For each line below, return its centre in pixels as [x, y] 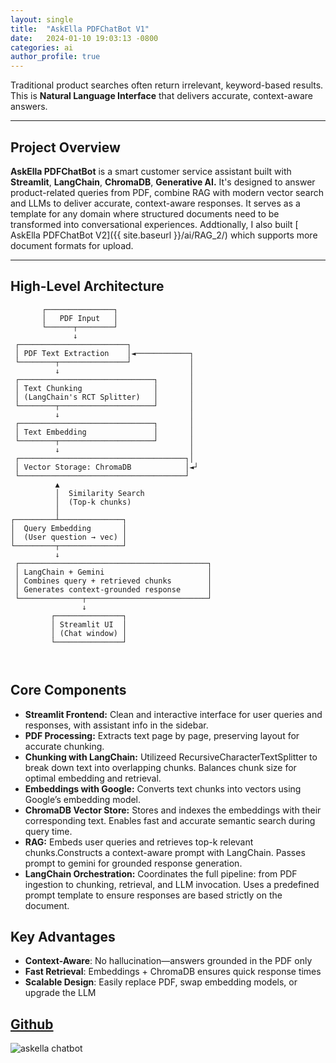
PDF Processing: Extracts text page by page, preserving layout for [162, 735]
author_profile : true [55, 57]
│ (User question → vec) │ [69, 537]
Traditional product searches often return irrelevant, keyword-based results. [167, 85]
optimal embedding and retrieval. [93, 778]
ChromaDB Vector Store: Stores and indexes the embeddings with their [173, 810]
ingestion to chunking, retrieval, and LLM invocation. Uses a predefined [172, 884]
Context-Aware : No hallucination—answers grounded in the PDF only [168, 961]
